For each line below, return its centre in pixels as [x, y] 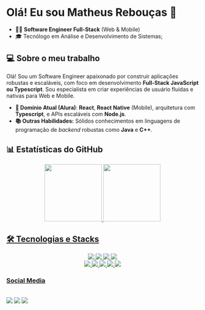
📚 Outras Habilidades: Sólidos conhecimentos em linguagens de [98, 121]
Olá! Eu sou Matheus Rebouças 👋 [92, 13]
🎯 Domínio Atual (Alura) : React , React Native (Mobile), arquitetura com [105, 107]
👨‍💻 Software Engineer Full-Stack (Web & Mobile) [77, 29]
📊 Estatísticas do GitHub [55, 150]
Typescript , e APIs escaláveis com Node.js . [70, 114]
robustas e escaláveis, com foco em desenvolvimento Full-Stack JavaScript [103, 82]
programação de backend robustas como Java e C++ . [84, 129]
